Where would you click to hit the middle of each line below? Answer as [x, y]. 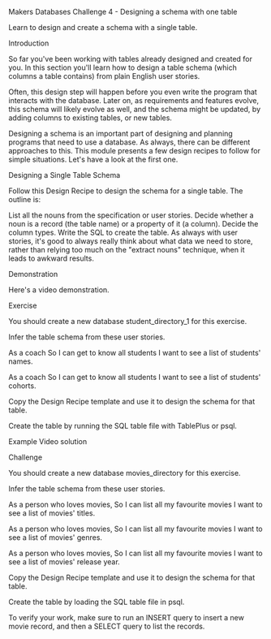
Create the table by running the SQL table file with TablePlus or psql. [123, 426]
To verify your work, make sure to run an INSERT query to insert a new [127, 617]
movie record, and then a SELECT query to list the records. [107, 626]
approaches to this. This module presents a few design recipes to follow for [135, 151]
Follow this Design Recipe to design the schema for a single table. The [126, 191]
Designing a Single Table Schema [65, 175]
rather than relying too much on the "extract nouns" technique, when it [127, 250]
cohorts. [22, 386]
